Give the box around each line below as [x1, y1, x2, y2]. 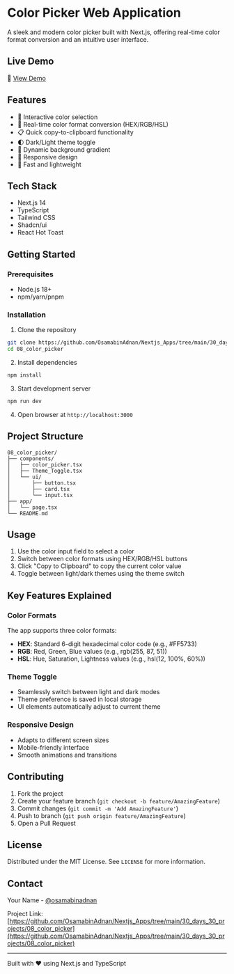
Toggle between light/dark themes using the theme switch [17, 570, 185, 578]
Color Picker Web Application [7, 5, 181, 21]
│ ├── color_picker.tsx [7, 461, 82, 468]
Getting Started [7, 249, 76, 260]
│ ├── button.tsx [7, 479, 77, 487]
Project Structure [7, 430, 84, 443]
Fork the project [17, 789, 64, 798]
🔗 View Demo [7, 74, 47, 82]
